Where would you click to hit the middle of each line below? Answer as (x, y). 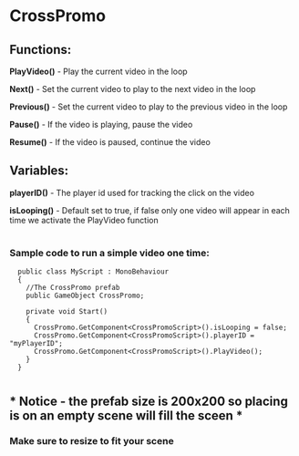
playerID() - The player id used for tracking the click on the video (132, 192)
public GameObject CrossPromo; (85, 296)
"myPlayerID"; (36, 344)
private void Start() (67, 312)
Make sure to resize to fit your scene (92, 441)
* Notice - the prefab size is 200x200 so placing (149, 401)
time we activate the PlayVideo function (84, 220)
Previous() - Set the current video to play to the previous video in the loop (149, 107)
